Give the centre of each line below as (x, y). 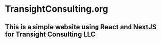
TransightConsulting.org (57, 9)
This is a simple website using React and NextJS (81, 27)
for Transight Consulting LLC (50, 34)
